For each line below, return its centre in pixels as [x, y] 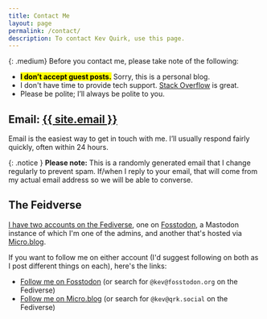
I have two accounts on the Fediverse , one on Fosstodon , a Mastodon [124, 224]
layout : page [30, 23]
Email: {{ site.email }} [63, 119]
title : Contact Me [39, 16]
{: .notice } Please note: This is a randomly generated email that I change [129, 163]
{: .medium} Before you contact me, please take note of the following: [123, 61]
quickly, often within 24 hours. [58, 147]
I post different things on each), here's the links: [88, 266]
